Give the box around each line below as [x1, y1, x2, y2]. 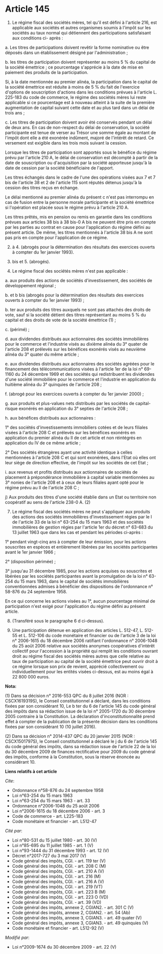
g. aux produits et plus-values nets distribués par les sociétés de [5, 400, 134, 406]
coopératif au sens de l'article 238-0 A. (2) [5, 499, 91, 505]
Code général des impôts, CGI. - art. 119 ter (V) [12, 858, 106, 863]
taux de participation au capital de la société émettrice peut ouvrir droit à [12, 658, 158, 664]
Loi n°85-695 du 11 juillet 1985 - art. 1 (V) [12, 842, 94, 848]
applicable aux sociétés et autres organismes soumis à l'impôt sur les [12, 24, 151, 30]
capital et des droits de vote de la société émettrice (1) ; [5, 317, 116, 323]
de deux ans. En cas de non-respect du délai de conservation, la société [5, 124, 150, 130]
